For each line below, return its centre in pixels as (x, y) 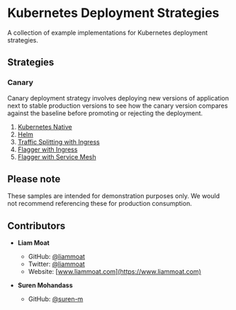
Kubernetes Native (45, 127)
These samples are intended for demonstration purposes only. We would (113, 196)
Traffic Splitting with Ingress (59, 142)
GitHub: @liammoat (56, 257)
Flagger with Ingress (47, 149)
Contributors (36, 225)
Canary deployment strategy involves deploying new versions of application (118, 98)
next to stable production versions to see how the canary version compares (118, 105)
